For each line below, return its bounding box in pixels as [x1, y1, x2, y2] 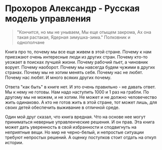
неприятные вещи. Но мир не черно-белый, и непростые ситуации [5, 129, 144, 135]
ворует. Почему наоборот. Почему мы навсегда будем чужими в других [5, 64, 155, 70]
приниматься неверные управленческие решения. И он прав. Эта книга [5, 119, 155, 125]
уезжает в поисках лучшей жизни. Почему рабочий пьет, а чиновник [5, 59, 148, 65]
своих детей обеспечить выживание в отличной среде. [5, 105, 120, 110]
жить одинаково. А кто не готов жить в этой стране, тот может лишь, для [5, 99, 157, 105]
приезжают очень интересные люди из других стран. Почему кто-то [5, 54, 148, 60]
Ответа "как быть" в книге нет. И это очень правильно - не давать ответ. [5, 84, 156, 90]
